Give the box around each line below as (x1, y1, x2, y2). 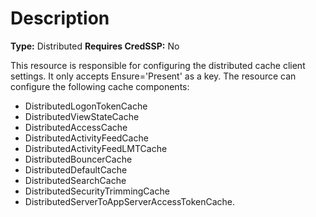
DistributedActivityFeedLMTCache (24, 142, 168, 154)
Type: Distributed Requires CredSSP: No (10, 40, 180, 52)
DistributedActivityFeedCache (24, 132, 149, 144)
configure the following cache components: (10, 80, 190, 92)
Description (10, 7, 110, 30)
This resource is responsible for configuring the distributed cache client (10, 59, 306, 71)
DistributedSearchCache (24, 174, 127, 186)
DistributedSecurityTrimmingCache (24, 185, 170, 197)
